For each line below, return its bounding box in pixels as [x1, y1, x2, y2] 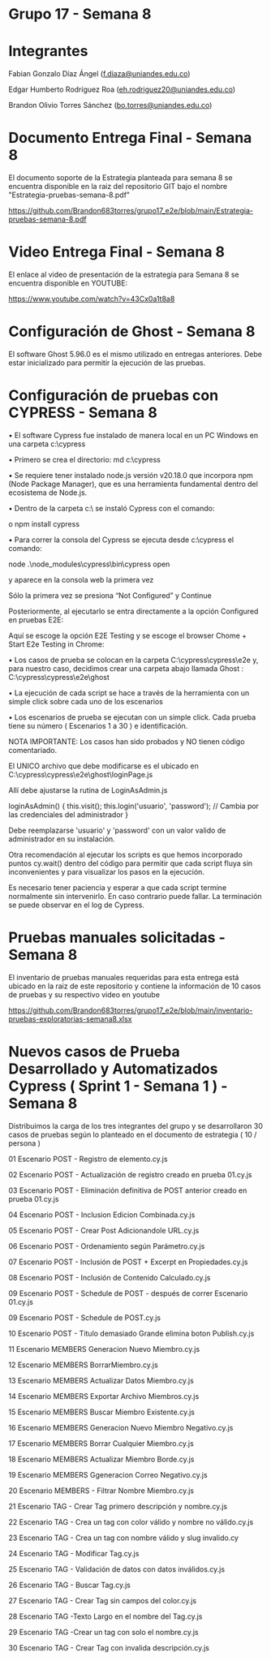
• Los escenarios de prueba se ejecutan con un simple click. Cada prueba [8, 712, 256, 722]
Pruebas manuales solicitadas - [8, 928, 226, 947]
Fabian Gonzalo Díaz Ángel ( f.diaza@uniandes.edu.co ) [8, 69, 191, 79]
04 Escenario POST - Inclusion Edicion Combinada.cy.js [8, 1210, 196, 1220]
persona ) [8, 1138, 41, 1148]
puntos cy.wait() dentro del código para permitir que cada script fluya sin [8, 858, 253, 868]
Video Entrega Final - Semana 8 [8, 243, 226, 261]
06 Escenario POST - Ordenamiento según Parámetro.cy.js [8, 1241, 205, 1250]
